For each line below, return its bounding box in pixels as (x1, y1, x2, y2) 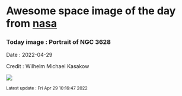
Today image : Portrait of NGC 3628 (6, 38, 111, 46)
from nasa (6, 17, 58, 30)
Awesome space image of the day (6, 4, 176, 18)
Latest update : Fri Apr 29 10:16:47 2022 (6, 85, 88, 91)
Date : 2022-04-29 (6, 52, 53, 59)
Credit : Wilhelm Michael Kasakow (6, 63, 90, 70)
